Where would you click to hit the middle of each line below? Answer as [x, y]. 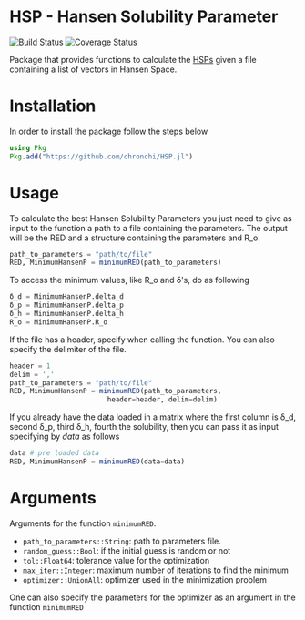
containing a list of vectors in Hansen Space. [93, 69]
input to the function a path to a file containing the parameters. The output [149, 228]
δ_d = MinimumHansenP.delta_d [67, 297]
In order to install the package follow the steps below [109, 131]
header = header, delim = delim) [163, 400]
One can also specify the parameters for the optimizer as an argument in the [152, 597]
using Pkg [28, 147]
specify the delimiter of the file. [68, 349]
